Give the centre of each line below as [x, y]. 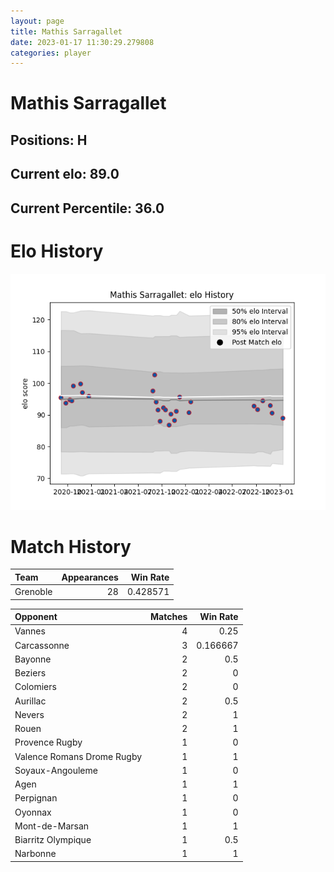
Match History [71, 546]
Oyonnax [33, 812]
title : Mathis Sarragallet [66, 31]
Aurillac [30, 701]
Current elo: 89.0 [65, 174]
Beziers [30, 673]
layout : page [37, 21]
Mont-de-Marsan [52, 826]
